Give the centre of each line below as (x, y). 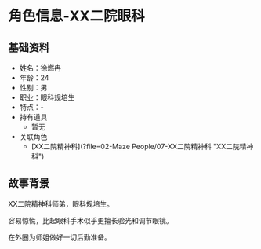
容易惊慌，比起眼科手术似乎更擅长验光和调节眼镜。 (91, 220)
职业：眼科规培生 (47, 97)
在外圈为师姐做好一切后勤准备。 (60, 237)
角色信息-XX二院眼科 (76, 16)
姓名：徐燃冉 (40, 68)
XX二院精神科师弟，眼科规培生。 (61, 203)
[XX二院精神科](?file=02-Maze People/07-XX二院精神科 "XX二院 (136, 146)
